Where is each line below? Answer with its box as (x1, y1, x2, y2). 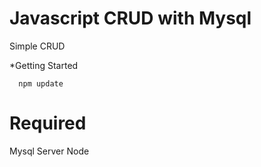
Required (9, 112, 87, 135)
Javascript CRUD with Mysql (9, 7, 252, 30)
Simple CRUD (9, 40, 66, 52)
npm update (18, 78, 64, 89)
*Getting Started (9, 59, 79, 71)
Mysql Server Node (9, 145, 90, 157)
